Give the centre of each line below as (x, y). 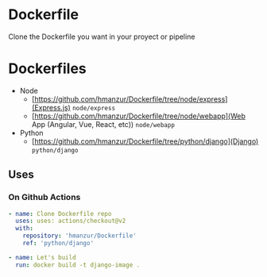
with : (25, 229)
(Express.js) (51, 107)
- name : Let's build (43, 257)
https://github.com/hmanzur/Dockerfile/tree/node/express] (131, 99)
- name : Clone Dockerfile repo (60, 214)
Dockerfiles (48, 69)
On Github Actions (44, 198)
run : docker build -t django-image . (78, 265)
